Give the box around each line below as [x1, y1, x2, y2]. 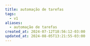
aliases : [5, 20, 23, 25]
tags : [5, 11, 16, 16]
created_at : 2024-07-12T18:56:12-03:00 [5, 29, 86, 34]
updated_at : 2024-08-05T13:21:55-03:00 [5, 34, 86, 39]
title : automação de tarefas [5, 7, 64, 12]
